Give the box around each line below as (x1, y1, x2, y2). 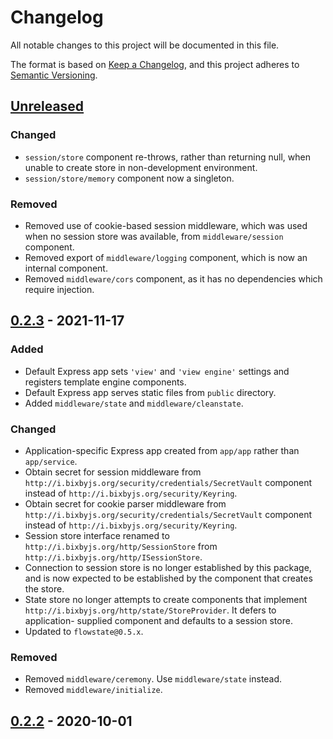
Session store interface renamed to (24, 529, 170, 541)
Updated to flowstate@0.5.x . (24, 625, 144, 637)
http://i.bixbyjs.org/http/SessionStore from (24, 540, 218, 552)
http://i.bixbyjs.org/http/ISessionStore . (24, 551, 203, 563)
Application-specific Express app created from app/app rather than (24, 444, 300, 456)
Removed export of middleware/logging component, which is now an (24, 251, 308, 263)
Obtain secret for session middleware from (24, 466, 202, 478)
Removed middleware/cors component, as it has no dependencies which (24, 272, 323, 285)
